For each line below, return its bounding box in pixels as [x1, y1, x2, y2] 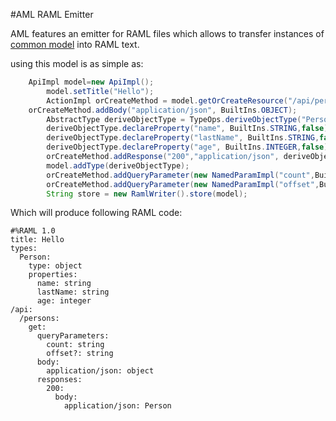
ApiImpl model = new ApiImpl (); [28, 77, 155, 87]
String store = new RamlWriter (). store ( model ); [46, 189, 248, 199]
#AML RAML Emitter [10, 9, 94, 20]
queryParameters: [36, 331, 110, 341]
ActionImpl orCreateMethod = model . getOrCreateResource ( [46, 95, 288, 106]
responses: [36, 375, 83, 385]
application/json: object [46, 366, 155, 376]
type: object [28, 261, 83, 271]
